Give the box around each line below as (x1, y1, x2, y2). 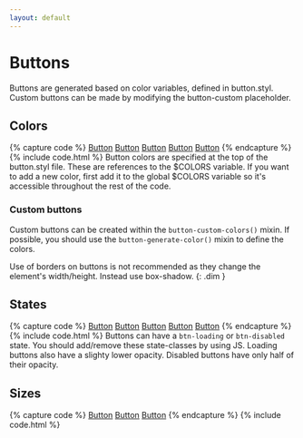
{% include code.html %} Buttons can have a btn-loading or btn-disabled (9, 330, 286, 341)
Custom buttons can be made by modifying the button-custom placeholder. (9, 92, 292, 102)
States (9, 297, 47, 313)
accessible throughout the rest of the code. (9, 180, 171, 191)
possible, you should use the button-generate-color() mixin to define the (9, 233, 284, 245)
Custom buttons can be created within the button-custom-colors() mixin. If (9, 224, 290, 235)
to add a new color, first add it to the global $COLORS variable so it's (9, 171, 266, 182)
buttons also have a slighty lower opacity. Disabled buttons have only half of (9, 350, 295, 361)
